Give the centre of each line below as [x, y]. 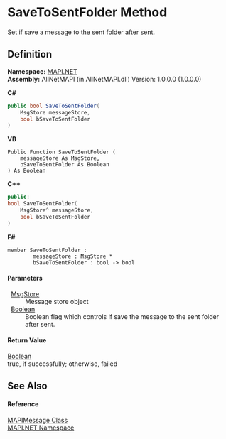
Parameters [25, 278]
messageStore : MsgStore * [73, 256]
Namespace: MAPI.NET [43, 71]
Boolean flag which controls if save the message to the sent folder [122, 316]
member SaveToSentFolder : [47, 250]
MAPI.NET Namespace [41, 428]
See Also [27, 386]
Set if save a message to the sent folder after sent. [81, 32]
